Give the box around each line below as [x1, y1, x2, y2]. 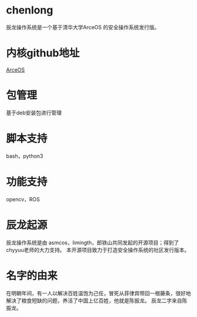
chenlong [6, 4, 53, 17]
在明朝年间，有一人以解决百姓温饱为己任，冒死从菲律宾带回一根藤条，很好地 [6, 289, 191, 296]
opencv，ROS [6, 195, 40, 203]
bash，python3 [6, 152, 43, 159]
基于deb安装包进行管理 [6, 109, 62, 116]
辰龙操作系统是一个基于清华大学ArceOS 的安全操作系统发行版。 [6, 23, 160, 31]
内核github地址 [6, 46, 80, 60]
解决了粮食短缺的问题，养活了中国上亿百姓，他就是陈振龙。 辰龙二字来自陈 [6, 297, 188, 304]
